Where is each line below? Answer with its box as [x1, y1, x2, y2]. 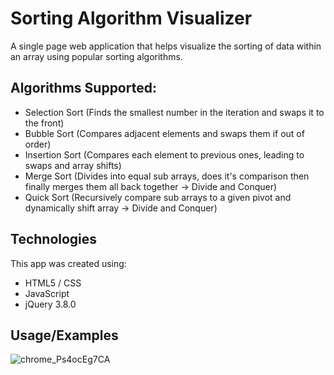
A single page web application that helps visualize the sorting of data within [10, 40, 322, 52]
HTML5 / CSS [24, 277, 82, 289]
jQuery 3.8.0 [24, 298, 77, 310]
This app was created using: [10, 257, 127, 269]
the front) [24, 117, 65, 129]
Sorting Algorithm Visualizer [10, 7, 253, 30]
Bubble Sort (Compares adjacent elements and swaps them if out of [24, 127, 305, 139]
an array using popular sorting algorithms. [10, 50, 183, 62]
